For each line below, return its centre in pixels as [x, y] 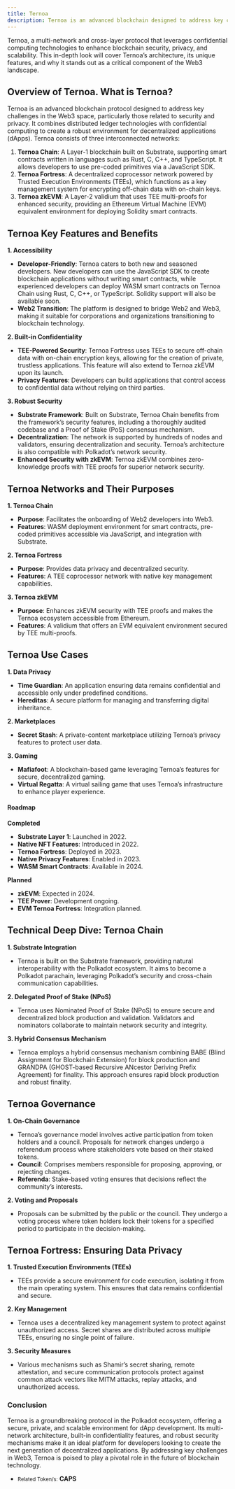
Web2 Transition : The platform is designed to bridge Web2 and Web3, [119, 309]
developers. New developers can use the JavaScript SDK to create [113, 271]
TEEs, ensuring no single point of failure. [76, 1338]
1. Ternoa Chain [30, 505]
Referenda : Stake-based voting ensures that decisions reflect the [112, 1179]
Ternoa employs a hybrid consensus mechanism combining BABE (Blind [121, 1052]
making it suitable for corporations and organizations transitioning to [116, 316]
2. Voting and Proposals [43, 1200]
